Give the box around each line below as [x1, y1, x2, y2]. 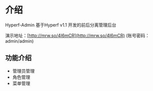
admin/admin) [5, 38, 34, 44]
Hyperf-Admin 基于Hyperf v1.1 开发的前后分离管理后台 [5, 22, 116, 28]
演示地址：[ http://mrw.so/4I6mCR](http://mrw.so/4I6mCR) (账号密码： [5, 32, 150, 38]
